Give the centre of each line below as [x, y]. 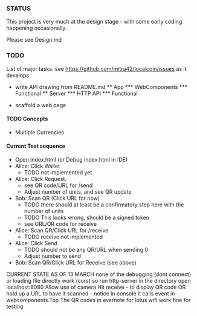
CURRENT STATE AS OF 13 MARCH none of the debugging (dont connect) [99, 274]
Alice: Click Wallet [37, 166]
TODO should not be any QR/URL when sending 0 [86, 250]
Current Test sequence [36, 146]
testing [15, 306]
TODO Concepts [27, 119]
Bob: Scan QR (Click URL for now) [57, 198]
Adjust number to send [53, 256]
